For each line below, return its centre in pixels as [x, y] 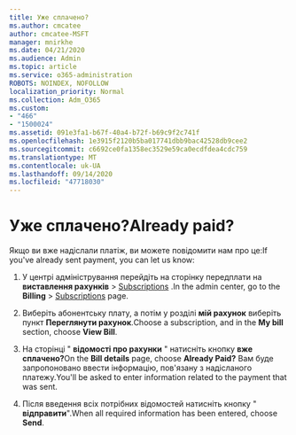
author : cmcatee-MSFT [49, 34]
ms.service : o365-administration [71, 75]
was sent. [39, 387]
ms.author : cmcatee [45, 26]
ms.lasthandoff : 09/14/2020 [61, 174]
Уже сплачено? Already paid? [122, 226]
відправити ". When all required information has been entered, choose [149, 414]
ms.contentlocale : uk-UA [55, 166]
